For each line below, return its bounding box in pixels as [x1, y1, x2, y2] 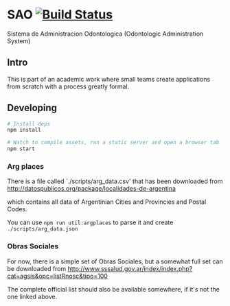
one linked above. [7, 292, 58, 301]
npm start [7, 145, 36, 152]
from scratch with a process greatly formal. [7, 82, 130, 91]
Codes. [7, 205, 27, 213]
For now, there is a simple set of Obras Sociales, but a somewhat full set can [7, 257, 223, 266]
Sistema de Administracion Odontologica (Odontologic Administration [7, 30, 204, 38]
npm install [7, 127, 41, 134]
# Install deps [7, 120, 51, 127]
